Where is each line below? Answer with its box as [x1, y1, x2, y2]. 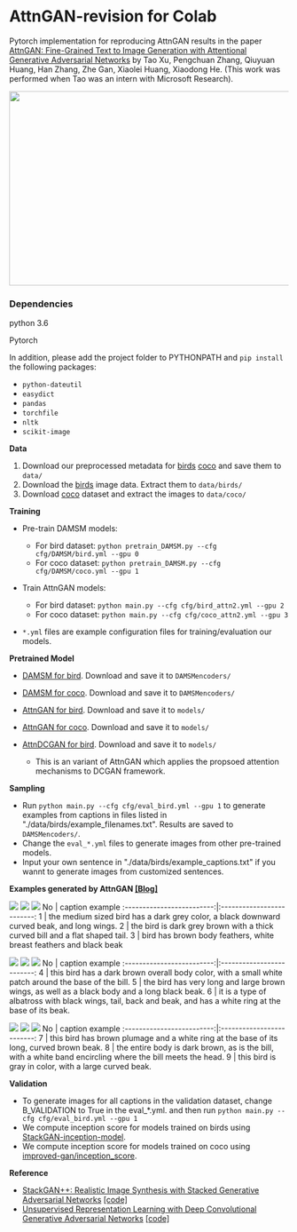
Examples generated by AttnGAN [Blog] [9, 884, 158, 894]
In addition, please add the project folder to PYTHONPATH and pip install [9, 353, 284, 363]
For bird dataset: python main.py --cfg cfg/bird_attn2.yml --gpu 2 [35, 600, 285, 610]
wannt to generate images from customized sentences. [21, 866, 224, 877]
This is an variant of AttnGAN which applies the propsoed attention [35, 757, 279, 767]
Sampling [9, 783, 46, 794]
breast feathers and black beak [9, 940, 123, 950]
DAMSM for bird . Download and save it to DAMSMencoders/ [21, 671, 231, 681]
